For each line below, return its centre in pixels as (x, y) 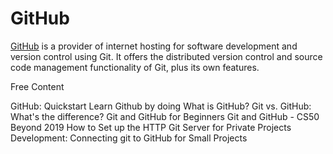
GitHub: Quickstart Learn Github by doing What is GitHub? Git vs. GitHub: (161, 106)
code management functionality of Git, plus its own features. (135, 67)
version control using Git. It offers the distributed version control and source (166, 56)
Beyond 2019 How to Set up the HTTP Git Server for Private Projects (151, 127)
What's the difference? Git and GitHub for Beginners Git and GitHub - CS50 (165, 116)
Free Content (37, 86)
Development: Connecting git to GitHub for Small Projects (129, 138)
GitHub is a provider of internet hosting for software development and (154, 46)
